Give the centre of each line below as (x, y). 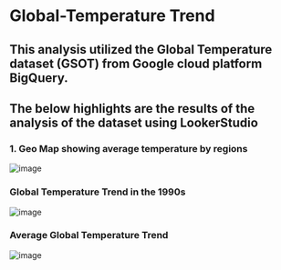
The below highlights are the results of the (132, 109)
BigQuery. (39, 78)
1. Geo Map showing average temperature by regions (129, 148)
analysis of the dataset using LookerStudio (134, 122)
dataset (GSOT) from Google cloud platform (136, 63)
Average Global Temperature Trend (89, 235)
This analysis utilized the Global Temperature (141, 50)
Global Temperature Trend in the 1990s (98, 192)
